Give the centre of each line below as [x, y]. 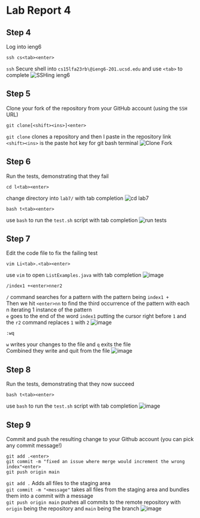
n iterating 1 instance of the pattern [49, 310]
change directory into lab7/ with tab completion [65, 198]
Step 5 [18, 94]
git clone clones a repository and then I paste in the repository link [89, 136]
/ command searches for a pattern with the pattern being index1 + [87, 297]
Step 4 [19, 33]
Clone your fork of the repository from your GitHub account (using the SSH [97, 108]
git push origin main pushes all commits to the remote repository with [93, 502]
